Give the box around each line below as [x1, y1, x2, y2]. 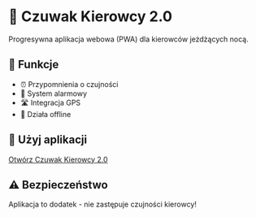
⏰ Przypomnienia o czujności [20, 79, 119, 89]
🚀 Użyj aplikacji [8, 133, 88, 147]
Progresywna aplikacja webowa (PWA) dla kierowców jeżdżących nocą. [8, 34, 249, 44]
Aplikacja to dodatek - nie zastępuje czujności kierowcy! [8, 199, 197, 210]
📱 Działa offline [20, 109, 72, 119]
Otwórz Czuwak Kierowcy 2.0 [8, 154, 108, 164]
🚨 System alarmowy [20, 89, 88, 98]
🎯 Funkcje [8, 58, 59, 72]
